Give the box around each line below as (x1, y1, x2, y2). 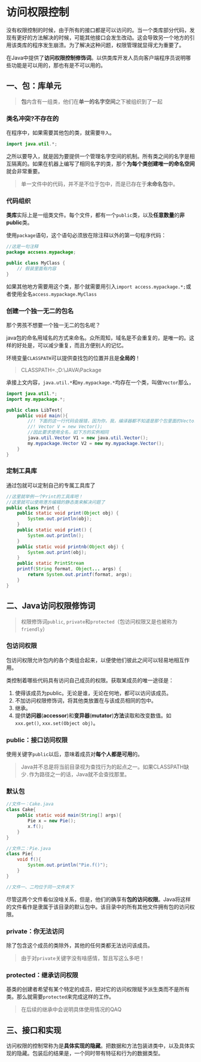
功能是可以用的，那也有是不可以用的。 (11, 61, 106, 69)
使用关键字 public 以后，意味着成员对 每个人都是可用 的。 (6, 751, 143, 758)
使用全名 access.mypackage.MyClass (11, 290, 97, 297)
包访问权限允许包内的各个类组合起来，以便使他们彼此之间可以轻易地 (6, 656, 174, 664)
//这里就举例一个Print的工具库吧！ (6, 494, 83, 500)
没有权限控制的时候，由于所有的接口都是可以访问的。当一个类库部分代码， (6, 26, 190, 34)
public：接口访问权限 (6, 736, 68, 744)
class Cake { (6, 807, 36, 813)
